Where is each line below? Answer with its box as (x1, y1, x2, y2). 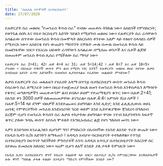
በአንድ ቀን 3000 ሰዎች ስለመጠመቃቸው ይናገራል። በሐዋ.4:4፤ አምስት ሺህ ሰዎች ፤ (5, 95, 139, 101)
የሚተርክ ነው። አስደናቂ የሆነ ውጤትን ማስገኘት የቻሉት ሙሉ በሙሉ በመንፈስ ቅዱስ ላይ (5, 41, 144, 47)
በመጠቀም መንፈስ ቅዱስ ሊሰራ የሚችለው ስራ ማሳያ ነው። (5, 52, 98, 58)
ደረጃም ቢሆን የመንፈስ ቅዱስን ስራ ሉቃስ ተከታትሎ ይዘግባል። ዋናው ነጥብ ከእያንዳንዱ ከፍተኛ (5, 111, 153, 117)
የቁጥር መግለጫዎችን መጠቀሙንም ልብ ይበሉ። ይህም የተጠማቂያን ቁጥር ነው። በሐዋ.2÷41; (5, 90, 152, 95)
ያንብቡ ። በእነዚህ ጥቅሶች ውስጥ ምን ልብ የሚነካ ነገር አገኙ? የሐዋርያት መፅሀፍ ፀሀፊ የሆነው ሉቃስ (5, 66, 154, 71)
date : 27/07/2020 (5, 12, 40, 16)
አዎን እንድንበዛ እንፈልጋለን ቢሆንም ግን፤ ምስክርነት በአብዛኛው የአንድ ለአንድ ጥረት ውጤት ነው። (5, 126, 158, 132)
